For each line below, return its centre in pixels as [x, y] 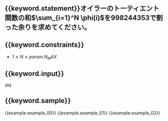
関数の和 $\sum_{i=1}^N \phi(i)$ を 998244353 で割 [84, 18]
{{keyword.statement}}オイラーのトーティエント [82, 9]
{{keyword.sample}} [38, 101]
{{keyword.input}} [34, 74]
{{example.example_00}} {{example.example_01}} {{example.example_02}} [82, 113]
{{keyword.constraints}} [44, 44]
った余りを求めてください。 [48, 27]
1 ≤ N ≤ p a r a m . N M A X [34, 57]
